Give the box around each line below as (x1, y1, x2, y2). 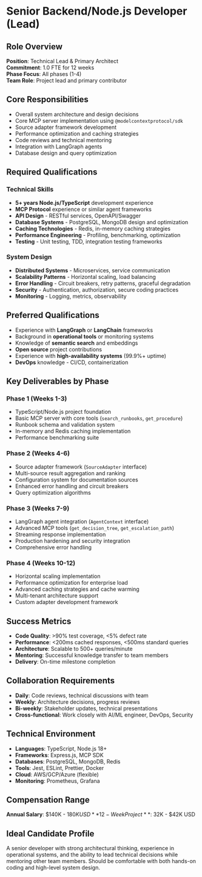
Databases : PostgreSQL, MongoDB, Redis (15, 758, 121, 765)
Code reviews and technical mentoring (15, 136, 112, 143)
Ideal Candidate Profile (6, 828, 95, 839)
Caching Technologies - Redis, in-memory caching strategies (15, 225, 171, 232)
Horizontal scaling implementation (15, 573, 101, 580)
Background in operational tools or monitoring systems (15, 332, 154, 340)
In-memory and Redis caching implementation (15, 427, 131, 435)
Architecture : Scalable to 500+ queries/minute (15, 645, 133, 652)
